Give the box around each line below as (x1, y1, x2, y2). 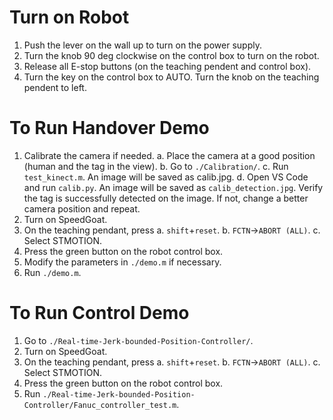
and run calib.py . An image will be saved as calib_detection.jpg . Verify (23, 181, 324, 193)
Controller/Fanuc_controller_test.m (23, 400, 177, 410)
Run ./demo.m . (23, 266, 82, 278)
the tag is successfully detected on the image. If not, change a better (23, 192, 309, 204)
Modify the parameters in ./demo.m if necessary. (23, 256, 222, 268)
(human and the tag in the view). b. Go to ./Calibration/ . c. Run (23, 160, 289, 172)
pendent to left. (23, 81, 87, 93)
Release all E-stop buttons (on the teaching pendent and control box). (23, 60, 312, 72)
